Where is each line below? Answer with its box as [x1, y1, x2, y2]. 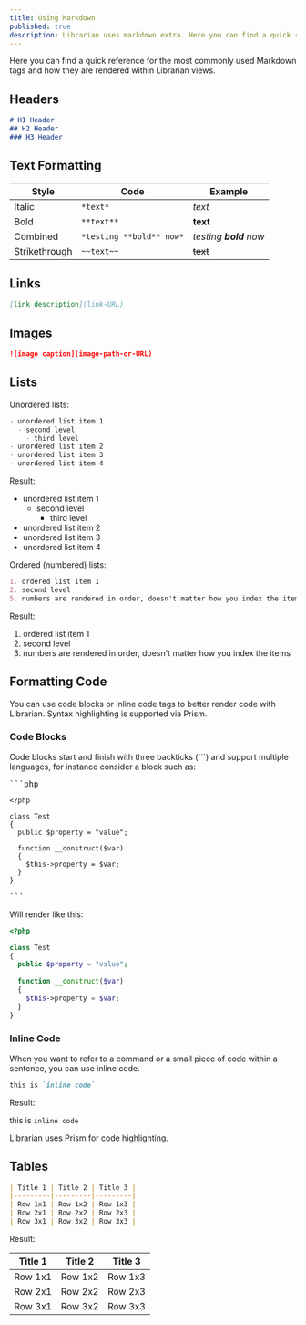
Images [9, 325, 53, 340]
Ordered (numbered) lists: [9, 559, 107, 570]
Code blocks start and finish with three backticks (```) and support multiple [9, 751, 289, 762]
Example [209, 184, 249, 197]
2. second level [9, 585, 71, 594]
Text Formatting [9, 158, 102, 173]
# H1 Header [9, 116, 55, 125]
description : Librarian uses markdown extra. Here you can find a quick [9, 30, 291, 39]
